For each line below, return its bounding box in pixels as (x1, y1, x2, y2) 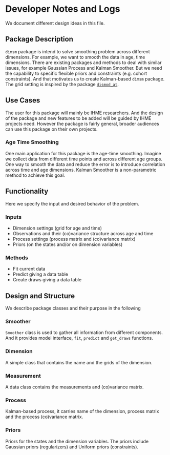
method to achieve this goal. (5, 172, 66, 178)
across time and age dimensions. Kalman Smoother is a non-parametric (5, 167, 157, 173)
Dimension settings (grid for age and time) (12, 225, 102, 231)
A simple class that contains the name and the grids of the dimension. (5, 359, 153, 365)
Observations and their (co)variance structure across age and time (12, 230, 154, 236)
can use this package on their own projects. (5, 126, 98, 132)
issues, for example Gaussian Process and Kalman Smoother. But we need (5, 65, 162, 71)
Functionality (5, 187, 49, 196)
